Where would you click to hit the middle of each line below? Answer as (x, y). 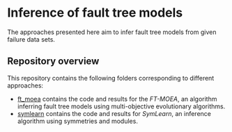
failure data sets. (31, 39)
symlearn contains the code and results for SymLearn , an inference (114, 113)
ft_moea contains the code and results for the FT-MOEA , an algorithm (117, 99)
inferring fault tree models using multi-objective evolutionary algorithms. (121, 106)
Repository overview (53, 61)
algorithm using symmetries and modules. (77, 121)
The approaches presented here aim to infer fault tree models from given (112, 32)
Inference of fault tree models (95, 13)
